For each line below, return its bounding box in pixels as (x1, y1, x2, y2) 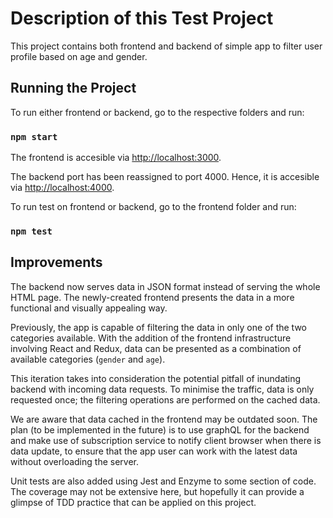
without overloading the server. (10, 455, 139, 467)
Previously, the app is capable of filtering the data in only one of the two (10, 321, 307, 333)
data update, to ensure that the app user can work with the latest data (10, 445, 298, 457)
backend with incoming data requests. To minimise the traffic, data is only (10, 383, 315, 395)
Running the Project (10, 80, 137, 97)
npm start (10, 131, 58, 142)
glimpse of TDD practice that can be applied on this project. (10, 496, 257, 508)
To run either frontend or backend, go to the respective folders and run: (10, 106, 305, 118)
